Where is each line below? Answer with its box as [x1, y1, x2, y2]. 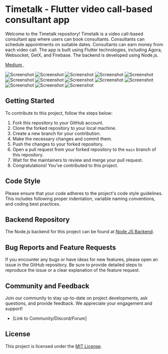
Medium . [5, 62, 25, 68]
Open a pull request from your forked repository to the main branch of [12, 146, 156, 152]
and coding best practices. [5, 201, 61, 207]
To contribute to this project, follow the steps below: [5, 110, 113, 116]
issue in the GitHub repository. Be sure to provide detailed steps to [5, 262, 143, 268]
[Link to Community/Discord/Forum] [12, 315, 87, 321]
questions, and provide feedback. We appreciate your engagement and [5, 300, 152, 306]
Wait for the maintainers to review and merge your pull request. [12, 157, 143, 163]
